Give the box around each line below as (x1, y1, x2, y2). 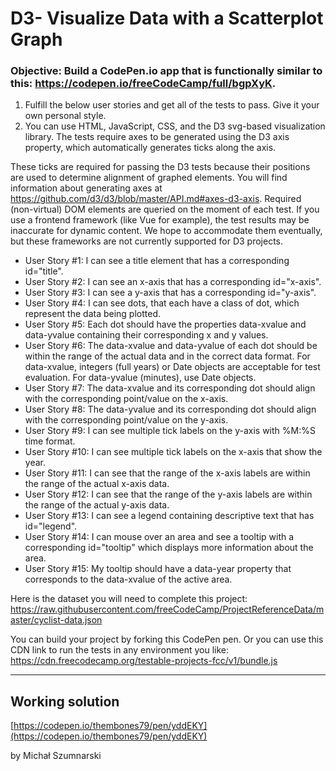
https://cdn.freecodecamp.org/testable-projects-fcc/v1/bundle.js (10, 655, 278, 667)
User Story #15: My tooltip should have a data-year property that (24, 563, 292, 575)
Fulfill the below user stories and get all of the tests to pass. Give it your (24, 99, 320, 111)
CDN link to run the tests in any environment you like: (10, 644, 230, 656)
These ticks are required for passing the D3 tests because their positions (10, 161, 311, 173)
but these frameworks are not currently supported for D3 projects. (10, 235, 284, 247)
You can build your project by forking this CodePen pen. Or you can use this (10, 633, 324, 646)
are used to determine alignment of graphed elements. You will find (10, 172, 288, 184)
